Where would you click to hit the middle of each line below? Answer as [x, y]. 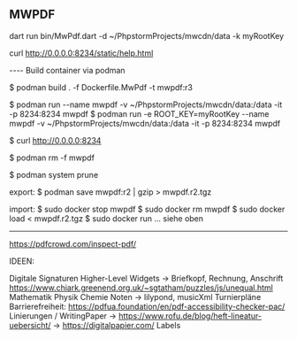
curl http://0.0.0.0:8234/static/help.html [81, 53]
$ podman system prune [54, 174]
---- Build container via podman [67, 70]
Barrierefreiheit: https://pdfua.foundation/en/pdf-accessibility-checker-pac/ [147, 306]
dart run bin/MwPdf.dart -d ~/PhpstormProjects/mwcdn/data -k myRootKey [147, 35]
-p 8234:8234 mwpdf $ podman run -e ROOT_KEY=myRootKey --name [139, 113]
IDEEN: [22, 261]
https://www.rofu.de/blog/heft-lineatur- [190, 316]
